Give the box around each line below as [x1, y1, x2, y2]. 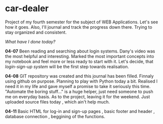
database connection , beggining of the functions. [5, 113, 106, 119]
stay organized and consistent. [5, 29, 67, 35]
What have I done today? [5, 38, 56, 44]
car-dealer [5, 3, 49, 14]
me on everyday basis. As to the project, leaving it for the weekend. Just [5, 93, 150, 100]
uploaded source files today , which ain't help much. [5, 99, 110, 105]
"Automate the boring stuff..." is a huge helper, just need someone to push [5, 89, 153, 94]
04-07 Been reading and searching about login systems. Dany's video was [5, 48, 155, 54]
